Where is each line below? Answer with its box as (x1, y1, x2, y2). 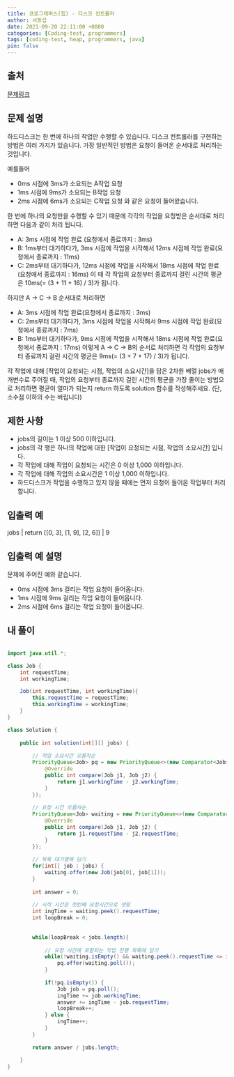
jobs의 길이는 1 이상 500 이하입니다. (17, 435, 116, 443)
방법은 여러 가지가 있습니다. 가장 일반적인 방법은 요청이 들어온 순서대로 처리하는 (7, 141, 223, 149)
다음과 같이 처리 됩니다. (19, 220, 84, 229)
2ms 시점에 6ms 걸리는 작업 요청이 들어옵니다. (17, 602, 145, 611)
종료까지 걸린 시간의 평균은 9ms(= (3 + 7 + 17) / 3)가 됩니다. (24, 351, 190, 360)
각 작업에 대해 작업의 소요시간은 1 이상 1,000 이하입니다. (17, 470, 169, 478)
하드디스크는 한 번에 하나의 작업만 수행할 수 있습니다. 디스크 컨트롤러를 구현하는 (7, 132, 223, 140)
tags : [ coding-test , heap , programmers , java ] (7, 36, 145, 43)
